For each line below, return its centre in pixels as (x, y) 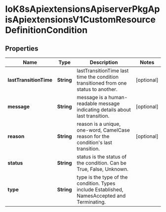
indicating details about (104, 110)
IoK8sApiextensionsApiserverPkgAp (83, 9)
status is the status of (102, 157)
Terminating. (91, 202)
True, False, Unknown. (102, 169)
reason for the (93, 136)
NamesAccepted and (101, 196)
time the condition (97, 77)
